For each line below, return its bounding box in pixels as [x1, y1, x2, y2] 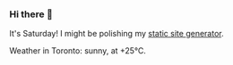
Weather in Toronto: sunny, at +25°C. [9, 45, 146, 56]
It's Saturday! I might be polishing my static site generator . [9, 28, 224, 39]
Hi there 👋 [9, 8, 54, 20]
